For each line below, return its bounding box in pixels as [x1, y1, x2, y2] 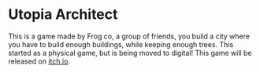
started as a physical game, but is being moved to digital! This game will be [8, 48, 252, 57]
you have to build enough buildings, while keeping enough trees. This [8, 39, 234, 49]
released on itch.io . [8, 57, 71, 66]
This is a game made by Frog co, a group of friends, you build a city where [8, 31, 251, 41]
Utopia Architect [8, 5, 118, 24]
